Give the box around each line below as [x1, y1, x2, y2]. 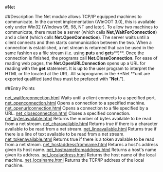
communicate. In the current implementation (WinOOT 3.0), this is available [5, 19, 156, 24]
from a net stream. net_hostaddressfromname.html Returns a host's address [5, 142, 158, 147]
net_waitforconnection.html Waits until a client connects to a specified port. [5, 95, 156, 101]
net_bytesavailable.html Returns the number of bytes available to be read [5, 116, 152, 121]
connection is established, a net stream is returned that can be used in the [5, 45, 154, 50]
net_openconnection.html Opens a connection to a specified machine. [5, 100, 146, 106]
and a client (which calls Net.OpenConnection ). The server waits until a [5, 34, 149, 40]
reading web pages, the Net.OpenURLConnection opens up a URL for [5, 61, 146, 66]
